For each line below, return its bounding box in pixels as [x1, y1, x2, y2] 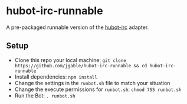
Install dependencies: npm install [14, 73, 97, 80]
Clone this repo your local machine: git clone [14, 56, 127, 63]
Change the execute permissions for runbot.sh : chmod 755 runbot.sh [14, 86, 182, 93]
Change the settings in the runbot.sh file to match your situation [14, 79, 170, 86]
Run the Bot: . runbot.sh [14, 92, 76, 99]
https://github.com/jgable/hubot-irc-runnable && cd [14, 63, 147, 69]
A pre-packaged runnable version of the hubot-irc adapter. [6, 24, 149, 31]
